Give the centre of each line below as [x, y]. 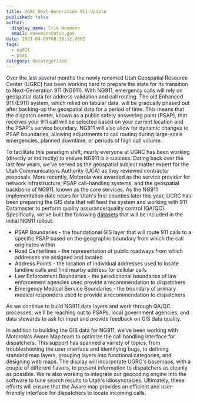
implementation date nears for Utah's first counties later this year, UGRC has [99, 196]
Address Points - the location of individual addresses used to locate [97, 263]
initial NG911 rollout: [30, 220]
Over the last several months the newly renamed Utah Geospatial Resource [97, 78]
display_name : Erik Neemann [46, 28]
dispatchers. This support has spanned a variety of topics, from [83, 342]
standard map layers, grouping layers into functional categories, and [89, 355]
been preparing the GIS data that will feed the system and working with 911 [97, 202]
